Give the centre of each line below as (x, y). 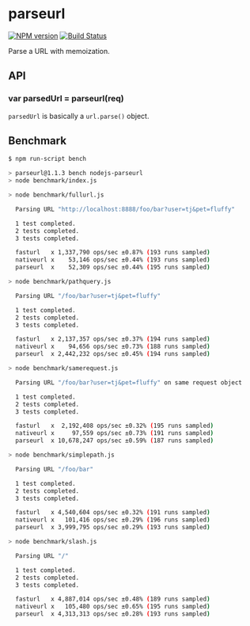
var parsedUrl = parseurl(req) (66, 98)
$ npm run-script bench (47, 159)
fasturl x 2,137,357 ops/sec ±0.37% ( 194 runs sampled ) (113, 339)
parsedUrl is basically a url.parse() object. (79, 116)
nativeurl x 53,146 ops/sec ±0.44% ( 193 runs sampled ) (113, 260)
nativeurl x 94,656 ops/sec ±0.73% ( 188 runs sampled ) (113, 347)
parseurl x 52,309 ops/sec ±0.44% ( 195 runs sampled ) (113, 267)
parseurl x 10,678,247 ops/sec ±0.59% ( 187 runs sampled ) (115, 441)
